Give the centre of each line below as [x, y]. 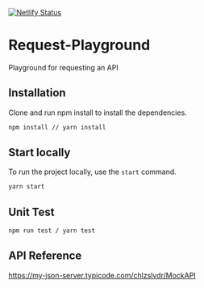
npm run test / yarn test [52, 231]
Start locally [40, 152]
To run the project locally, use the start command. [93, 172]
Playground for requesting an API [63, 67]
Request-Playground [79, 45]
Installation [37, 93]
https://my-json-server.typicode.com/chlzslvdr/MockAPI [102, 275]
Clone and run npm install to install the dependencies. [98, 112]
